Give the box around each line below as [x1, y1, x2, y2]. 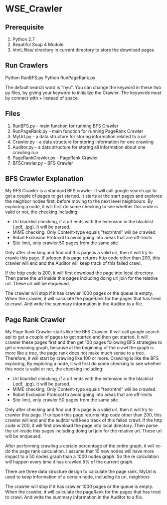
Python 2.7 [12, 36, 35, 42]
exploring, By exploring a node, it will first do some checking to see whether [5, 361, 162, 367]
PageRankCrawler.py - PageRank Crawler [12, 155, 98, 161]
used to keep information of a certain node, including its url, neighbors [5, 474, 150, 480]
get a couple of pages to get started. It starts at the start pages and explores [5, 193, 163, 199]
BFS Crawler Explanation [5, 175, 84, 183]
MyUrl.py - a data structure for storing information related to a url [12, 133, 147, 139]
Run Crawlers [5, 61, 48, 70]
